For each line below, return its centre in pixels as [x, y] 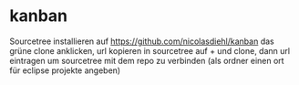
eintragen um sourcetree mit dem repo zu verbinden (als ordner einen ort [147, 60]
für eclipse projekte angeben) [65, 70]
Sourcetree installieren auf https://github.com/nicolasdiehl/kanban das [142, 41]
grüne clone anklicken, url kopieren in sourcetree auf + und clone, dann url [149, 50]
